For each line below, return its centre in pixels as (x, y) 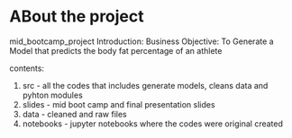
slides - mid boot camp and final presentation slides (119, 104)
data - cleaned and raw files (75, 114)
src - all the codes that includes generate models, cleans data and (145, 85)
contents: (27, 68)
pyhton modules (52, 95)
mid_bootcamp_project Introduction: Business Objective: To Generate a (141, 41)
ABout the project (77, 17)
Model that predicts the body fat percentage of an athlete (116, 50)
